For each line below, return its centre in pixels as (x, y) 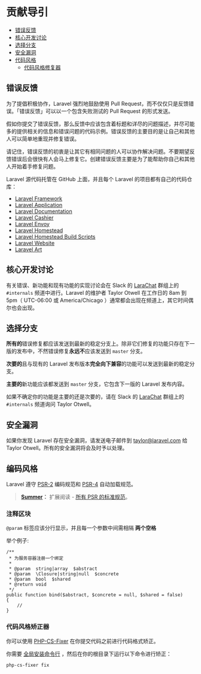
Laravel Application (39, 205)
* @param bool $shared (39, 580)
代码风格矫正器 (28, 627)
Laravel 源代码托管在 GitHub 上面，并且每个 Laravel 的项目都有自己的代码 (97, 179)
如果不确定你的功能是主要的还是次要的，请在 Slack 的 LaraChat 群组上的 (95, 397)
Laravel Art (28, 249)
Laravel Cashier (34, 217)
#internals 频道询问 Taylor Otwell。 (50, 404)
